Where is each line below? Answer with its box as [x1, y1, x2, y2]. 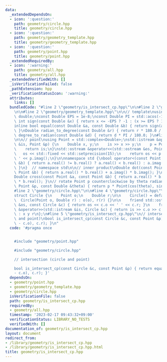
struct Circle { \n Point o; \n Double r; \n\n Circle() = [14, 193, 153, 198]
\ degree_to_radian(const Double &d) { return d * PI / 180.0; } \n [14, 133, 157, 138]
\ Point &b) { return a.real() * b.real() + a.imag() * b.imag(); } [14, 170, 159, 175]
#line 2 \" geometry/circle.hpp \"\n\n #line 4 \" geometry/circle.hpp [14, 188, 157, 193]
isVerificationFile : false [9, 294, 66, 299]
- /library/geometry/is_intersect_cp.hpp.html [5, 345, 103, 350]
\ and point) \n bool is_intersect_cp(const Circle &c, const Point [14, 216, 155, 221]
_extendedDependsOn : [9, 12, 52, 17]
